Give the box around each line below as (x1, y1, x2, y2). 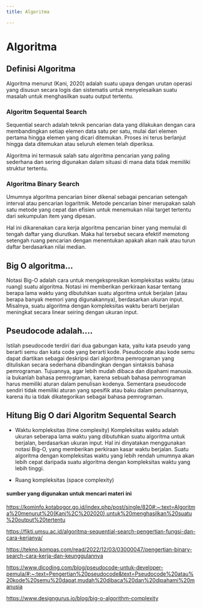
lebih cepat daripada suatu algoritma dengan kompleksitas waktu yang (14, 458, 191, 466)
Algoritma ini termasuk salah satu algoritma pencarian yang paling (6, 151, 170, 159)
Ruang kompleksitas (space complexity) (14, 476, 114, 484)
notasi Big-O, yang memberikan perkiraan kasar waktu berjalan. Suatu (14, 445, 189, 452)
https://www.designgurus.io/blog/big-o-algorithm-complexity (6, 594, 159, 601)
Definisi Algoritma (6, 64, 76, 74)
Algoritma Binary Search (6, 180, 80, 188)
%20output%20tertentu (6, 516, 66, 523)
